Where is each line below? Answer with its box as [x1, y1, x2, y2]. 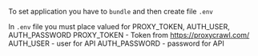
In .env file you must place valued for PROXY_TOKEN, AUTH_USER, [8, 22, 230, 31]
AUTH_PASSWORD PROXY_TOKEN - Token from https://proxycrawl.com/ [8, 31, 250, 39]
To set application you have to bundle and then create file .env [8, 7, 214, 16]
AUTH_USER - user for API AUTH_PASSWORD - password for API [8, 39, 224, 48]
